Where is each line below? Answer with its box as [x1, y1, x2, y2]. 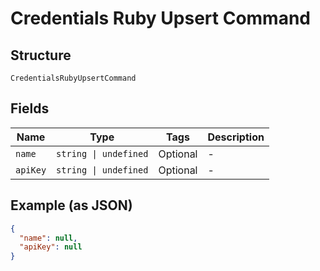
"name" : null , [19, 233, 78, 243]
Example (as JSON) [10, 197, 133, 214]
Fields [10, 100, 50, 117]
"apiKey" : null [19, 242, 83, 252]
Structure [10, 47, 72, 64]
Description [207, 130, 265, 144]
